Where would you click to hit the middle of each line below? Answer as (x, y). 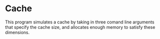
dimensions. (17, 32)
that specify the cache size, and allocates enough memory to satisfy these (80, 27)
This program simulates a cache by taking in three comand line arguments (80, 22)
